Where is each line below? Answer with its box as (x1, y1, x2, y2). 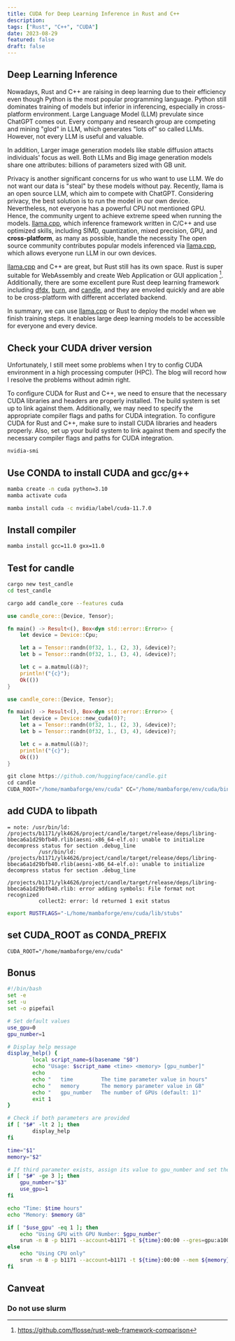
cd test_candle (7, 587, 52, 594)
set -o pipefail (7, 1005, 55, 1012)
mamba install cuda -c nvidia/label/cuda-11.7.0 (7, 504, 152, 512)
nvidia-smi (7, 447, 39, 454)
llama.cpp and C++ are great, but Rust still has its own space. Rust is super (7, 262, 224, 271)
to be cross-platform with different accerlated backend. (7, 293, 168, 302)
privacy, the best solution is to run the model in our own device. (7, 196, 190, 205)
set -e (7, 992, 27, 999)
